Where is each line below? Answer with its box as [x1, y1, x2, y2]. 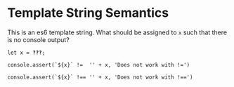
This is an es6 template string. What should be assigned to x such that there [7, 28, 227, 36]
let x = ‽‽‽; [7, 49, 46, 56]
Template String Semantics [7, 5, 169, 21]
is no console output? [7, 35, 70, 43]
